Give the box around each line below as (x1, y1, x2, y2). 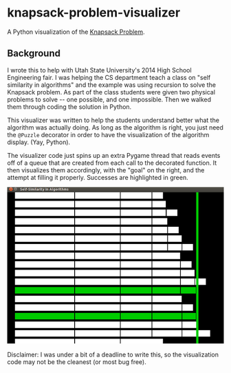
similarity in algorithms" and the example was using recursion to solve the (7, 81, 217, 89)
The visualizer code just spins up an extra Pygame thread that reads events (7, 151, 221, 159)
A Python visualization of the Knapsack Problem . (7, 28, 146, 36)
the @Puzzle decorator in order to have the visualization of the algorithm (7, 130, 210, 139)
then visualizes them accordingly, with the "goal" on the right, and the (7, 165, 205, 174)
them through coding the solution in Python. (7, 102, 132, 111)
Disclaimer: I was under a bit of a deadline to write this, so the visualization (7, 350, 219, 359)
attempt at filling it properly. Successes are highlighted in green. (7, 173, 188, 181)
